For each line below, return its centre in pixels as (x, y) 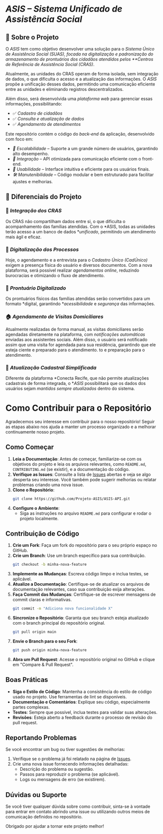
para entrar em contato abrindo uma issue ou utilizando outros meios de (78, 812)
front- (148, 159)
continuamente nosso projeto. (35, 432)
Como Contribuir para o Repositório (79, 408)
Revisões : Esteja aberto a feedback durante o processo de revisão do (82, 717)
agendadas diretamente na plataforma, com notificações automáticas (75, 334)
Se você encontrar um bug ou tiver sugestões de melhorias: (65, 749)
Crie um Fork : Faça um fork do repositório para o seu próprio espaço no (85, 545)
